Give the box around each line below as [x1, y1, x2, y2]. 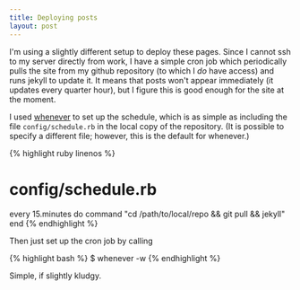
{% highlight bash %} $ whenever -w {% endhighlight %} [9, 253, 221, 264]
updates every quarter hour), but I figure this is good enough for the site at [9, 84, 285, 95]
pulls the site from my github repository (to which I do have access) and [9, 65, 275, 76]
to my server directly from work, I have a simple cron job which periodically [9, 56, 287, 66]
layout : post [9, 22, 58, 31]
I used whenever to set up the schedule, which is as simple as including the [9, 111, 288, 122]
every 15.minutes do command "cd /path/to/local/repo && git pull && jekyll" [9, 208, 286, 220]
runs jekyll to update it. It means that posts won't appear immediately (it [9, 75, 274, 85]
